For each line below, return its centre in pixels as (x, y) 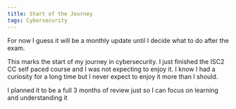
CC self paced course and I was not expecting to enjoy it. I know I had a (112, 69)
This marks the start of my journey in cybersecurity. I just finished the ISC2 (116, 61)
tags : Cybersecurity (38, 20)
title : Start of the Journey (50, 14)
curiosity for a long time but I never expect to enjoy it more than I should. (113, 76)
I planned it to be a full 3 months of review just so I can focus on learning (113, 90)
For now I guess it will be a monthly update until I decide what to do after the (118, 40)
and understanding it (38, 97)
